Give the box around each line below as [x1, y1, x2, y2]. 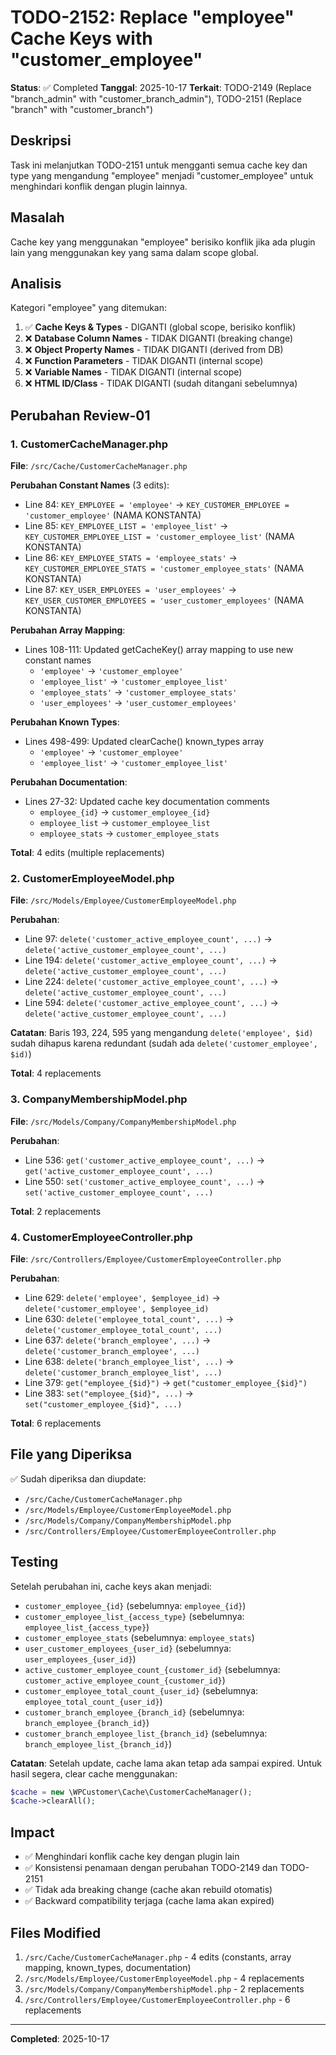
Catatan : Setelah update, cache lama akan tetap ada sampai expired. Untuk [10, 1757, 322, 1769]
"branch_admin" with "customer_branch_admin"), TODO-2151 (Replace [10, 92, 302, 105]
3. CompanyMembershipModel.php [10, 1092, 188, 1106]
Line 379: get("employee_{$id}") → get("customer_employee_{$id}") [24, 1376, 308, 1388]
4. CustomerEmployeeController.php [10, 1230, 193, 1244]
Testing [10, 1554, 59, 1571]
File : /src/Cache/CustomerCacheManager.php [10, 460, 188, 472]
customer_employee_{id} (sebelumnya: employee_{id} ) [24, 1599, 247, 1611]
